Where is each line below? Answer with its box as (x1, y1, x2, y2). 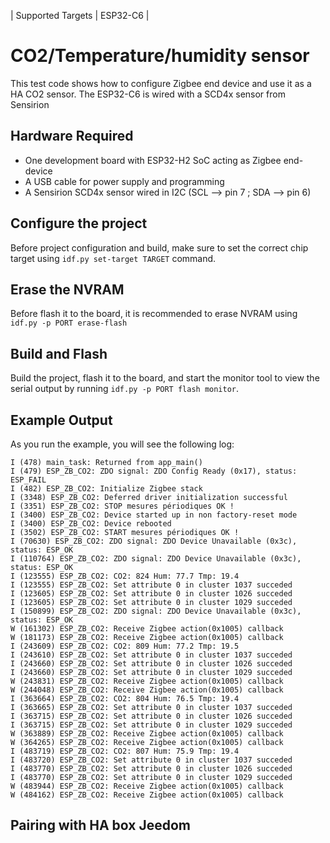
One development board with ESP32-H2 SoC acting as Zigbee (24, 154, 282, 166)
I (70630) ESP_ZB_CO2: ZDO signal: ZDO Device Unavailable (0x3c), (10, 536, 298, 546)
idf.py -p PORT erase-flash (10, 318, 128, 329)
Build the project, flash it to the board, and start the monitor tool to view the (10, 372, 320, 384)
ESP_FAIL (10, 475, 47, 485)
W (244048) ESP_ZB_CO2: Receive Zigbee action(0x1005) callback (10, 685, 284, 695)
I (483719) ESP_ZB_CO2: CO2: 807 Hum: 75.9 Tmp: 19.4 (10, 746, 240, 756)
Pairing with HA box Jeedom (10, 817, 191, 834)
